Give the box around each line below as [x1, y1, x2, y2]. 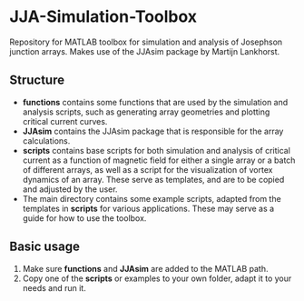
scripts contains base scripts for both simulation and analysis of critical [22, 145, 290, 156]
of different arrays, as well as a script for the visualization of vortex [22, 164, 273, 175]
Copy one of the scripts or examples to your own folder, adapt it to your [22, 273, 292, 284]
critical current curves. [22, 115, 108, 126]
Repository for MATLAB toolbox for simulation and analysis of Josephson [9, 36, 283, 47]
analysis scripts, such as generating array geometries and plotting [22, 106, 270, 117]
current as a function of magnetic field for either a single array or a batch [22, 155, 296, 166]
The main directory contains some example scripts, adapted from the [22, 193, 281, 204]
